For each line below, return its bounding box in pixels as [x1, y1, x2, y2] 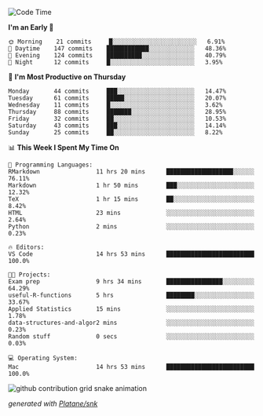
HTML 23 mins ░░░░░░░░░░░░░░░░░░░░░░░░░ [8, 209, 255, 217]
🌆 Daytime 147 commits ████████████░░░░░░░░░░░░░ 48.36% [8, 45, 226, 53]
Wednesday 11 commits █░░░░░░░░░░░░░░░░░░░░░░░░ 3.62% [8, 101, 223, 109]
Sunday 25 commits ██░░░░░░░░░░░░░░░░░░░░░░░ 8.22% [8, 129, 223, 137]
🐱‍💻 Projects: [8, 271, 51, 279]
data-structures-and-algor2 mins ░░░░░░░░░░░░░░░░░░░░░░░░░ [8, 319, 255, 327]
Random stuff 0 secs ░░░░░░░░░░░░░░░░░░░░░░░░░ [8, 333, 255, 341]
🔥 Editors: [8, 243, 45, 251]
